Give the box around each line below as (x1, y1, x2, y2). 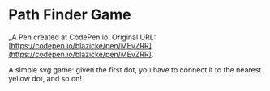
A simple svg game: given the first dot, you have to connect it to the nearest (8, 64, 262, 74)
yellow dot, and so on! (8, 73, 83, 83)
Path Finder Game (8, 6, 131, 24)
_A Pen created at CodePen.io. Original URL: (8, 32, 156, 42)
